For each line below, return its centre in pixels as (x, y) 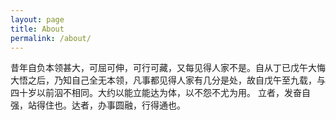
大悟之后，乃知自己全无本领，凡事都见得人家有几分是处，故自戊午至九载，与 (168, 80)
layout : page (37, 19)
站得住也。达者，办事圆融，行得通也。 (106, 105)
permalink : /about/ (51, 38)
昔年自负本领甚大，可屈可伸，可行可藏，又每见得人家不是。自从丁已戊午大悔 (168, 68)
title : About (37, 29)
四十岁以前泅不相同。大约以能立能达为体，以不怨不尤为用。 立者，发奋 (156, 93)
